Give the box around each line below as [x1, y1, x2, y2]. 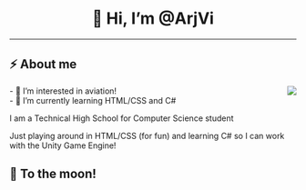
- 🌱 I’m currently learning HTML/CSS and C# [9, 95, 177, 105]
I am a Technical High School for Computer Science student [9, 113, 234, 124]
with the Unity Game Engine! [9, 140, 117, 151]
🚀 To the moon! [9, 166, 97, 182]
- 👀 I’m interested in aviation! [9, 85, 117, 96]
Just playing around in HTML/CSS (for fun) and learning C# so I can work [9, 130, 285, 141]
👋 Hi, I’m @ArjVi [92, 8, 214, 29]
